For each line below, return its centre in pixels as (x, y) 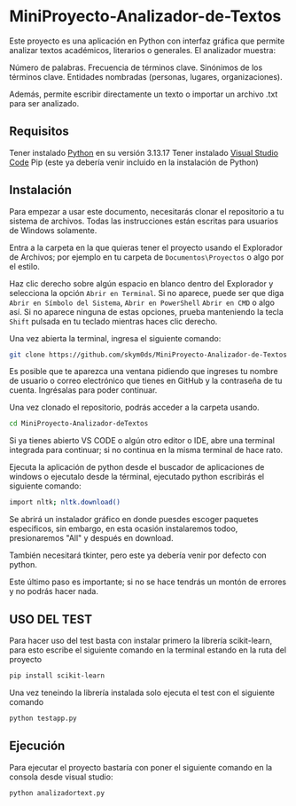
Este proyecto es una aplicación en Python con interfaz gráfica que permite (147, 41)
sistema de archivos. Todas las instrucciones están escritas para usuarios (144, 221)
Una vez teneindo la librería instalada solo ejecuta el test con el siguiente (142, 693)
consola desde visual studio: (61, 777)
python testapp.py (43, 718)
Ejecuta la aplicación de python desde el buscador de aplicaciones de (137, 467)
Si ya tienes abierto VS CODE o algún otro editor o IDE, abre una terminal (142, 441)
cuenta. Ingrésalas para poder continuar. (83, 390)
